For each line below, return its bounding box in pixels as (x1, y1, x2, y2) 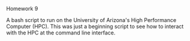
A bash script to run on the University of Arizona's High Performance (6, 17, 177, 23)
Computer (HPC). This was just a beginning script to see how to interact (6, 23, 184, 30)
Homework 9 (6, 5, 38, 12)
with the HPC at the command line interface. (6, 29, 116, 36)
